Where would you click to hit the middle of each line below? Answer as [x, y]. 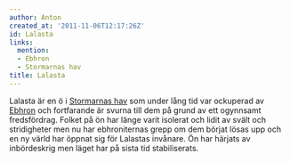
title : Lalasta [37, 76]
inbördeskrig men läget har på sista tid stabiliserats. [104, 148]
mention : [33, 51]
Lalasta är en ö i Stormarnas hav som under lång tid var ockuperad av [137, 101]
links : [21, 42]
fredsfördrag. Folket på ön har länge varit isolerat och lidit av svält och [138, 119]
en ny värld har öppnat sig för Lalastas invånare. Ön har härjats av [130, 138]
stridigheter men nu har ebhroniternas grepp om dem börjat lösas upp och [145, 129]
